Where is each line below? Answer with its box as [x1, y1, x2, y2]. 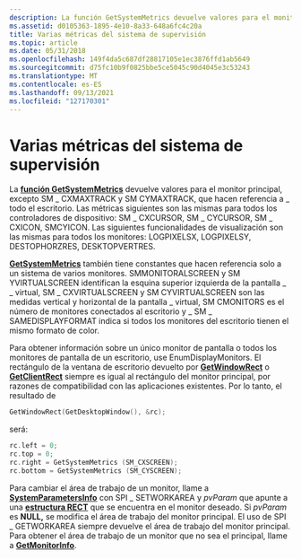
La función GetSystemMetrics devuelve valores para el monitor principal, [9, 184, 283, 195]
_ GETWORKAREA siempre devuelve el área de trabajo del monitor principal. [9, 520, 291, 531]
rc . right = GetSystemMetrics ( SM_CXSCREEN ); [9, 458, 178, 467]
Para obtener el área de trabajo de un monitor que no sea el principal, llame [9, 530, 288, 541]
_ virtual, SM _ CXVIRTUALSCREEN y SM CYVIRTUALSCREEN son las [9, 287, 265, 298]
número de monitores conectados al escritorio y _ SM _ [9, 306, 212, 317]
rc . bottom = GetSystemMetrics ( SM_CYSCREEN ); [9, 466, 182, 476]
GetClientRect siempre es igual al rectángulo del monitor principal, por [9, 371, 271, 382]
